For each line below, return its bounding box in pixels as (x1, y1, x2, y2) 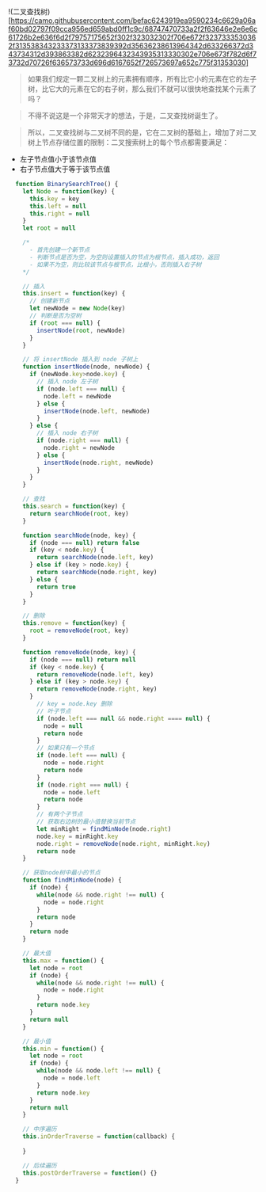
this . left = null (28, 202, 87, 210)
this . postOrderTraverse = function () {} (22, 1169, 158, 1177)
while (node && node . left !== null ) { (36, 1067, 161, 1075)
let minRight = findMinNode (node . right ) (36, 824, 172, 833)
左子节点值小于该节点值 (19, 154, 97, 164)
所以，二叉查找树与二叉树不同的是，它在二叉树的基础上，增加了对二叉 (27, 128, 257, 137)
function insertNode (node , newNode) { (22, 363, 150, 371)
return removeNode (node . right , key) (36, 685, 158, 693)
